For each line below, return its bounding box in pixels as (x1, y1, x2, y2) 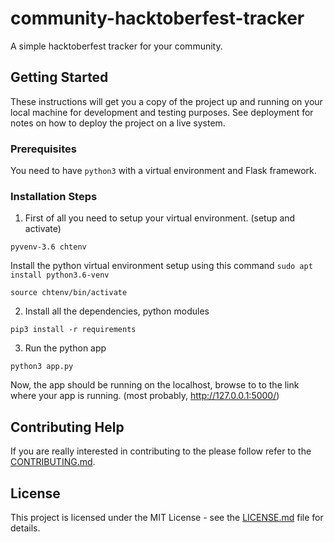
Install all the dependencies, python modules (24, 305, 210, 317)
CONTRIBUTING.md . (10, 456, 96, 468)
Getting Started (10, 69, 109, 86)
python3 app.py (10, 362, 74, 372)
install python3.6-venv (10, 270, 110, 281)
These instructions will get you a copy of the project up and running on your (10, 95, 323, 107)
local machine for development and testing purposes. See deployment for (10, 106, 314, 118)
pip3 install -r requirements (10, 325, 137, 335)
